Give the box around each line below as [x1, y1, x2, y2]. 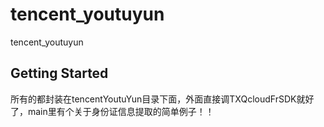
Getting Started [10, 65, 109, 82]
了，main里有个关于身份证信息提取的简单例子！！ [10, 105, 215, 117]
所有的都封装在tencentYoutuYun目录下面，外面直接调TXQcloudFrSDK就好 [10, 93, 315, 105]
